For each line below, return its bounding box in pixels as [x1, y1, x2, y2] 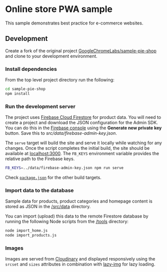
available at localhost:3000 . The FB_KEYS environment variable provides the [5, 151, 160, 157]
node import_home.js [5, 228, 48, 233]
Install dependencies [5, 65, 57, 72]
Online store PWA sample [5, 3, 113, 15]
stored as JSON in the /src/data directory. [5, 204, 91, 210]
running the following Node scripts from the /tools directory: [5, 219, 129, 225]
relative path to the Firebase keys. [5, 156, 75, 162]
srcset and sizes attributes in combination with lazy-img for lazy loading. [5, 261, 156, 268]
